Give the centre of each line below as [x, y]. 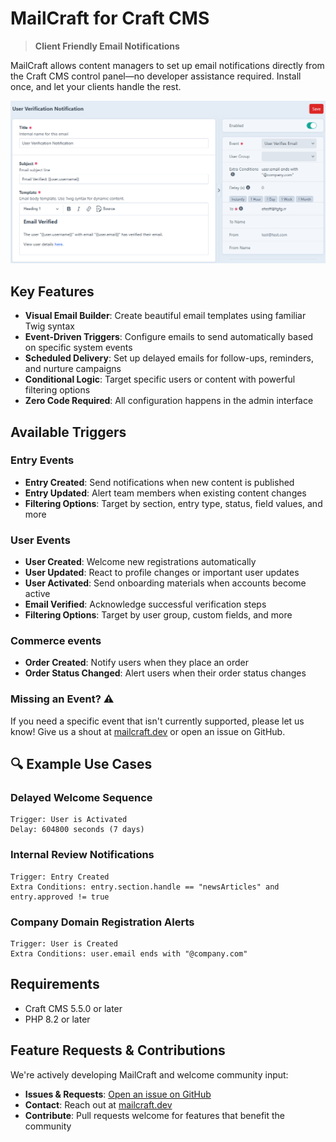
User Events [40, 540]
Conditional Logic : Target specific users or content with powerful [160, 379]
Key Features [52, 291]
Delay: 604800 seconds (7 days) [77, 830]
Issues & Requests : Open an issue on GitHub [118, 1094]
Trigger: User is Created [64, 943]
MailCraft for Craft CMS [110, 18]
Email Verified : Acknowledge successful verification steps [145, 604]
